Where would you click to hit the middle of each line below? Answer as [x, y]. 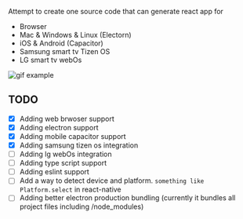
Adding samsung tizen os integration [79, 145]
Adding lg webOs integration [65, 154]
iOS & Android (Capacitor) [61, 43]
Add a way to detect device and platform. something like [112, 181]
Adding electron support [59, 127]
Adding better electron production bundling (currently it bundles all [127, 198]
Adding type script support [63, 163]
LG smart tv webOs [51, 60]
